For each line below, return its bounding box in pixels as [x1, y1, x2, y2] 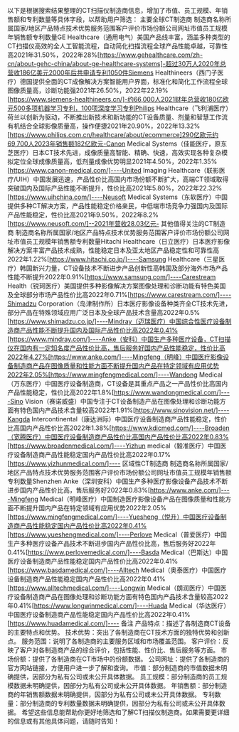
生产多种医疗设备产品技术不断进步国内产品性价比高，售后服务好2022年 [7, 539, 216, 547]
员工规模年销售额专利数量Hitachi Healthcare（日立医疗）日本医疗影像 [26, 237, 230, 245]
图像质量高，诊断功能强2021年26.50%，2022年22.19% [7, 86, 169, 95]
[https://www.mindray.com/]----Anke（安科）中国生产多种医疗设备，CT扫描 [7, 335, 231, 343]
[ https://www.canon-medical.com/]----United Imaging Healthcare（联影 [7, 166, 219, 174]
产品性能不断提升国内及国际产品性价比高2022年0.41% [19, 326, 179, 334]
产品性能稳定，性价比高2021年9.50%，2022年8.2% [7, 210, 159, 219]
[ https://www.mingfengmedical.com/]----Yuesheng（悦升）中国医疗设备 [7, 512, 221, 521]
